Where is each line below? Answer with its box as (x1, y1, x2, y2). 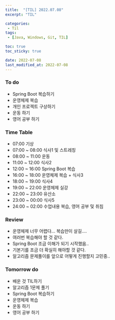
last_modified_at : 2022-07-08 (5, 62, 68, 68)
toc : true (5, 44, 26, 49)
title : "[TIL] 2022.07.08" (5, 7, 64, 13)
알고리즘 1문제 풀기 (12, 284, 49, 290)
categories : (5, 21, 30, 26)
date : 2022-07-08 (5, 58, 41, 63)
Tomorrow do (5, 266, 38, 273)
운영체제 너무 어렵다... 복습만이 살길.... (12, 228, 87, 234)
